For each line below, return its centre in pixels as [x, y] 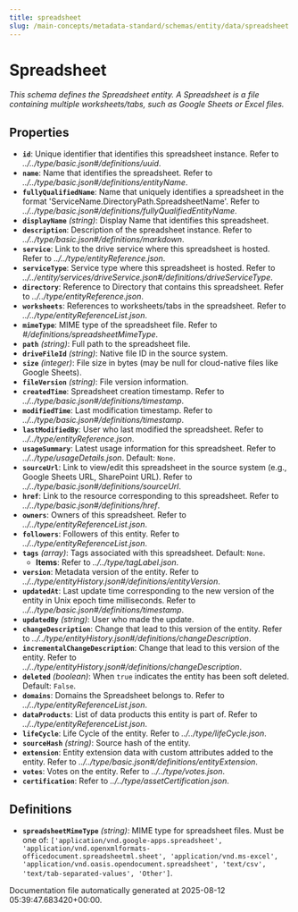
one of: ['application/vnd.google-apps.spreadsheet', [122, 840]
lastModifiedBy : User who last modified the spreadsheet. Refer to [143, 429]
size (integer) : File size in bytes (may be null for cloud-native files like [150, 363]
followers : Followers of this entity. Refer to [101, 534]
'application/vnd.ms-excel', [224, 857]
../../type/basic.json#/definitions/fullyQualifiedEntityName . [130, 211]
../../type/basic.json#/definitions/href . [91, 505]
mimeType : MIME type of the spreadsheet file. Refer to [120, 325]
